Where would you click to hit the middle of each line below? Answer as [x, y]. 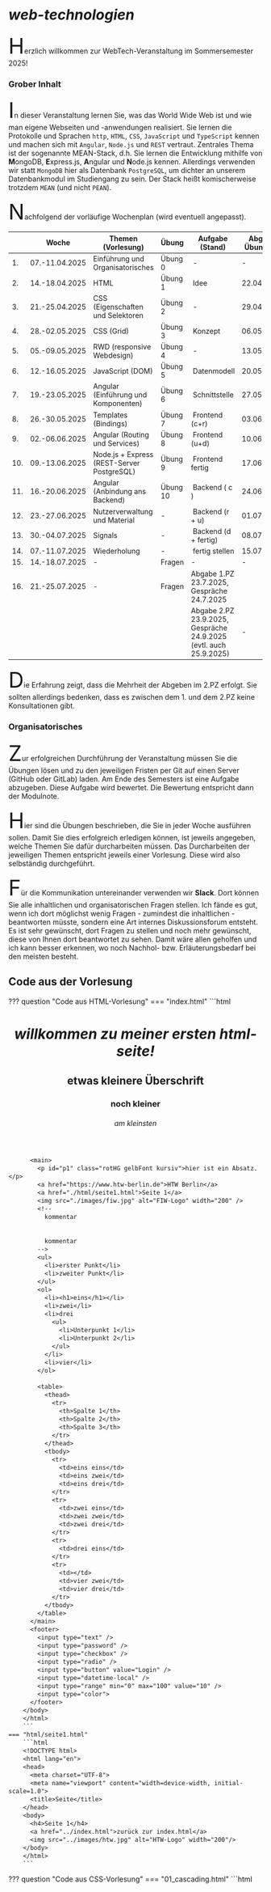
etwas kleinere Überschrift [135, 1081]
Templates [110, 415]
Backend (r [211, 511]
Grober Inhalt [35, 84]
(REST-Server [117, 463]
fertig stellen [213, 551]
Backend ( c [213, 487]
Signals [105, 535]
